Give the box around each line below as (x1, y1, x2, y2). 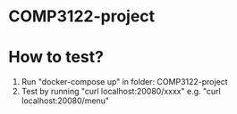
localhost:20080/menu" (21, 95, 109, 106)
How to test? (8, 47, 105, 68)
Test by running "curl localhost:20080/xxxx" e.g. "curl (21, 86, 221, 97)
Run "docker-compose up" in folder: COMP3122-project (21, 77, 229, 87)
